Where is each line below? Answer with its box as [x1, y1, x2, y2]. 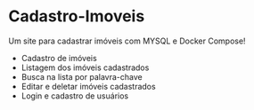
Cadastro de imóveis [20, 52, 97, 63]
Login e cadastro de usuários [20, 90, 129, 101]
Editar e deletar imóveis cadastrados [20, 81, 157, 91]
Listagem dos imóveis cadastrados [20, 62, 150, 73]
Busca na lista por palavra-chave [20, 71, 143, 82]
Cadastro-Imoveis [8, 6, 145, 27]
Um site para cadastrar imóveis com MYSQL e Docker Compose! [8, 35, 246, 46]
